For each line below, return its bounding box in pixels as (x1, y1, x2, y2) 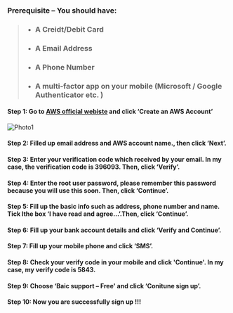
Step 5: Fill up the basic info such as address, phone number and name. (7, 203, 220, 211)
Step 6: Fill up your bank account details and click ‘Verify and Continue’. (7, 226, 222, 234)
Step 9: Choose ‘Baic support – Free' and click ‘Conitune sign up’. (7, 281, 201, 290)
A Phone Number (34, 62, 95, 72)
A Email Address (34, 43, 93, 53)
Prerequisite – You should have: (7, 6, 117, 15)
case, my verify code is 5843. (7, 265, 96, 274)
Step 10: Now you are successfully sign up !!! (7, 298, 142, 306)
